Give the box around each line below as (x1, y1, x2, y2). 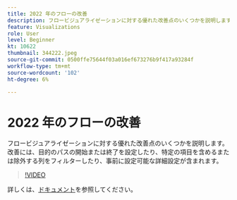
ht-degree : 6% (7, 75, 49, 83)
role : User (7, 30, 39, 37)
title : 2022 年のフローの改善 (7, 10, 88, 18)
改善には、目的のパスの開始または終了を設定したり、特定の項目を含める (7, 148, 217, 156)
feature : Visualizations (7, 23, 80, 30)
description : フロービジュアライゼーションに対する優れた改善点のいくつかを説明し (7, 17, 221, 24)
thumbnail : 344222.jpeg (7, 50, 78, 57)
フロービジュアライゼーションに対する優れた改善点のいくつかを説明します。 (7, 139, 229, 148)
